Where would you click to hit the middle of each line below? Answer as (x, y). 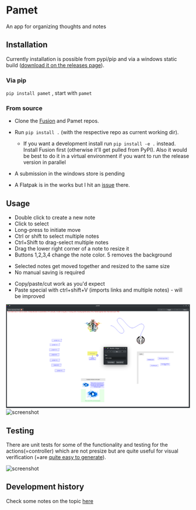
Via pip (16, 80)
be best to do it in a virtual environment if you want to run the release (106, 156)
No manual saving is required (50, 272)
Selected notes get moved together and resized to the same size (92, 266)
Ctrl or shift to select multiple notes (57, 236)
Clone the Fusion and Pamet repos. (57, 121)
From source (24, 108)
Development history (45, 487)
